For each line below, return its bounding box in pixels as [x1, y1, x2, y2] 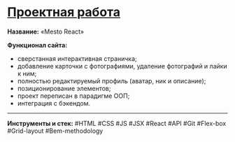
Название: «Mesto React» [7, 27, 85, 36]
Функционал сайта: [7, 41, 68, 49]
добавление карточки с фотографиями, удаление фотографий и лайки [17, 62, 227, 70]
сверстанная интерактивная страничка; [17, 54, 138, 63]
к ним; [17, 69, 37, 78]
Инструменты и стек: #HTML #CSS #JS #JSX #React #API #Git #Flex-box [7, 119, 227, 127]
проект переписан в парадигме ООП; [17, 92, 130, 100]
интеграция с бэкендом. [17, 99, 91, 107]
